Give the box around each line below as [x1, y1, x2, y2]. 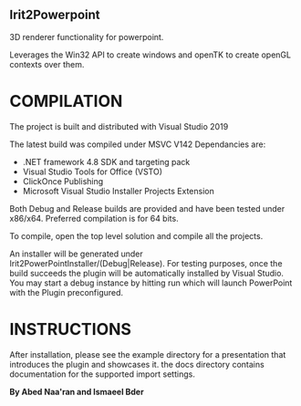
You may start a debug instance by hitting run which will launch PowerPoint [9, 277, 293, 288]
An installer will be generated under [9, 248, 143, 259]
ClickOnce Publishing [22, 175, 104, 186]
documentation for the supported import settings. [9, 369, 196, 380]
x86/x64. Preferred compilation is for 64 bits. [9, 213, 180, 224]
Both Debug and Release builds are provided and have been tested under [9, 203, 285, 213]
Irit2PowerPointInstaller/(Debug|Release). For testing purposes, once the [9, 257, 283, 268]
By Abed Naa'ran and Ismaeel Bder [9, 386, 144, 397]
